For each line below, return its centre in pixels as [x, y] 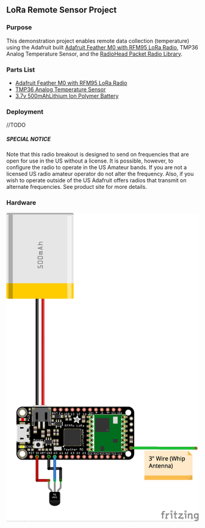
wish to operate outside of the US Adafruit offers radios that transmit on [96, 180]
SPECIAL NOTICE [29, 139]
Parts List [21, 70]
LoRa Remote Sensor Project [62, 10]
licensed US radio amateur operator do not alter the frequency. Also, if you [100, 174]
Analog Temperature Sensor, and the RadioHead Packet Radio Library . [95, 54]
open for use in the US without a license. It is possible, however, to [90, 161]
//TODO [16, 125]
